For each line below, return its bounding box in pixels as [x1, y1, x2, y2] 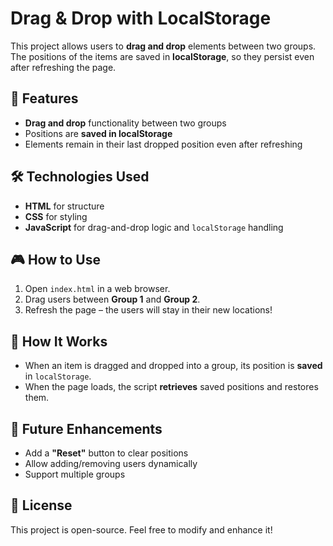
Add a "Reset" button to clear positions [24, 447, 189, 459]
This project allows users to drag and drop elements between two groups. [10, 40, 317, 52]
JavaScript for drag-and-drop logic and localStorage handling [24, 221, 284, 233]
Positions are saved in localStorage [24, 127, 173, 139]
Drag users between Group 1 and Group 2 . [24, 293, 201, 306]
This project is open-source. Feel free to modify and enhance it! [10, 523, 273, 536]
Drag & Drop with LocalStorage [10, 7, 272, 30]
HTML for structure [24, 200, 105, 212]
